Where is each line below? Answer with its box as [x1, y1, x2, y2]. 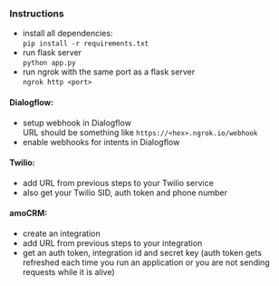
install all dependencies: [22, 28, 113, 39]
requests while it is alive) [22, 266, 115, 277]
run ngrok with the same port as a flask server [22, 66, 196, 77]
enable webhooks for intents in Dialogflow [22, 136, 180, 147]
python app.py [22, 58, 76, 68]
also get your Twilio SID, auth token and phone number [22, 187, 228, 198]
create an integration [22, 228, 101, 239]
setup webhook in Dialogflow [22, 117, 131, 128]
